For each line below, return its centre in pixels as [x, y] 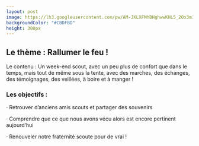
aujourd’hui [20, 125]
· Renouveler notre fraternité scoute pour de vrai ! [67, 137]
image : [14, 17]
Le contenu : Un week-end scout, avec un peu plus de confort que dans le [97, 66]
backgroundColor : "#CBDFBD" [41, 23]
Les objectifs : [27, 94]
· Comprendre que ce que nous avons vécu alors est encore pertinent [91, 119]
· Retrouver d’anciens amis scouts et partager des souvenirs [79, 107]
